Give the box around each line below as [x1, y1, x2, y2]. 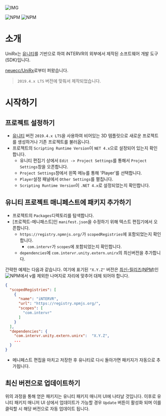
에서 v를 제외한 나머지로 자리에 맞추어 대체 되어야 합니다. [20, 272, 130, 278]
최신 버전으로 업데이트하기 [5, 379, 80, 388]
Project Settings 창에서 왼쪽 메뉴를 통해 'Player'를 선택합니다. [19, 169, 142, 176]
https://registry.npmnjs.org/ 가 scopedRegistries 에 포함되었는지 [19, 231, 152, 237]
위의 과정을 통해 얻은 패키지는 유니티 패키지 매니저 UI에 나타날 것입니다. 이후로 [5, 393, 156, 399]
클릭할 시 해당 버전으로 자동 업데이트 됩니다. [5, 406, 90, 412]
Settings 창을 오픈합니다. [19, 164, 68, 169]
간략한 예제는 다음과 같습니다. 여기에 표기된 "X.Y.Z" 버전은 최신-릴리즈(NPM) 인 [5, 266, 159, 272]
